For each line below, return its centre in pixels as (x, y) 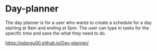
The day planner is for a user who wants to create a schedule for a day (78, 22)
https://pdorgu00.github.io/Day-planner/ (47, 42)
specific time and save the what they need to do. (56, 33)
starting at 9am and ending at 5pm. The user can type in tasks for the (77, 27)
